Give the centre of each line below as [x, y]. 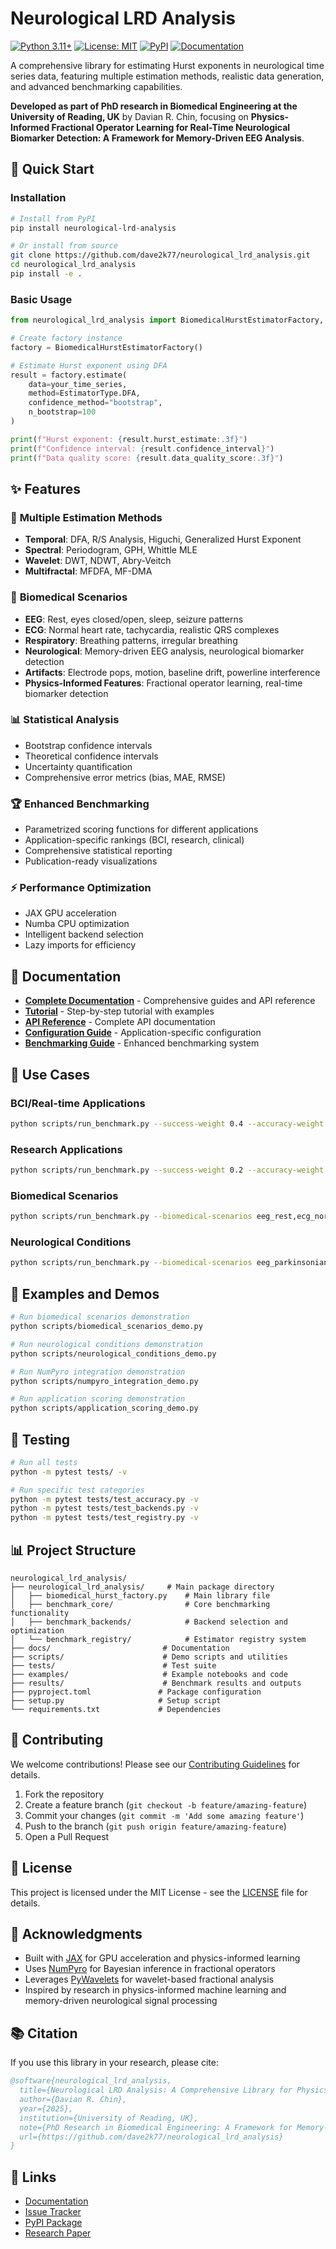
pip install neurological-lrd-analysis [93, 228]
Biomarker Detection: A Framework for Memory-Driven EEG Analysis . [157, 138]
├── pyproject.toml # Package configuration [136, 1692]
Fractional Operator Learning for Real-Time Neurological [171, 127]
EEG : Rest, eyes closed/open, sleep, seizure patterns [134, 619]
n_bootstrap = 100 [62, 412]
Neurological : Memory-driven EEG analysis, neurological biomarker [164, 651]
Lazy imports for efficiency [80, 945]
